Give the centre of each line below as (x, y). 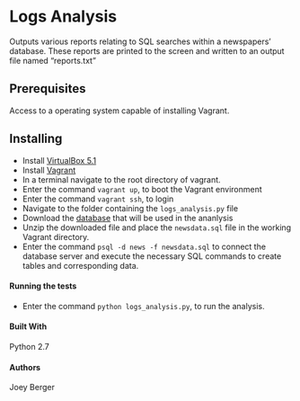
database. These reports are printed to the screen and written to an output (147, 50)
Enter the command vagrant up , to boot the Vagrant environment (142, 189)
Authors (25, 367)
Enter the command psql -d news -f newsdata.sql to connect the (144, 246)
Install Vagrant (49, 170)
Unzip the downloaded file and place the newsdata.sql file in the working (157, 227)
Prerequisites (48, 89)
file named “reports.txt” (53, 60)
